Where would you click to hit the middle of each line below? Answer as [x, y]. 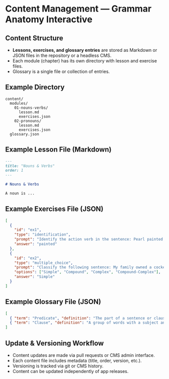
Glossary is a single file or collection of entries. [61, 71]
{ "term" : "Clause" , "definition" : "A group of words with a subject [84, 323]
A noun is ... [20, 193]
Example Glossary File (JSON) [53, 302]
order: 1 [14, 171]
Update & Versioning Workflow [55, 343]
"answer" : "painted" [36, 244]
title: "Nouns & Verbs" [30, 166]
